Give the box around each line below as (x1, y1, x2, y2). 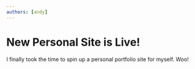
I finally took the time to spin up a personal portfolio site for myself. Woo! (6, 56, 189, 63)
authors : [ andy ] (6, 9, 48, 15)
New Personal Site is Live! (6, 35, 141, 49)
